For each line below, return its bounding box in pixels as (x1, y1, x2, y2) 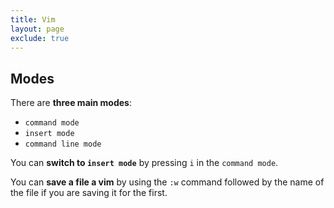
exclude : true (10, 33, 70, 43)
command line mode (24, 139, 102, 150)
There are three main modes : (10, 97, 133, 109)
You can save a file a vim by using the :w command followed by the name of (10, 176, 325, 188)
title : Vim (10, 14, 56, 25)
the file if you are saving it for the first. (10, 187, 168, 199)
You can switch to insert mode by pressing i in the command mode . (10, 157, 279, 169)
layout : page (10, 24, 65, 34)
